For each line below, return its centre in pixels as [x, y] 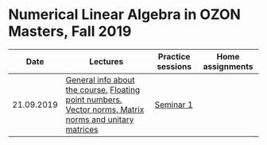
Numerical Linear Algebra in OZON [124, 15]
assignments [228, 67]
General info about [100, 79]
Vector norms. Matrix [105, 109]
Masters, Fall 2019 [70, 31]
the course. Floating [103, 90]
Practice [174, 56]
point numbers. [94, 99]
